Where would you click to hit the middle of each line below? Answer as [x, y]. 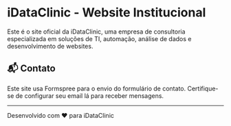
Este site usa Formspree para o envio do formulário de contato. [97, 88]
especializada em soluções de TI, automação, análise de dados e [99, 38]
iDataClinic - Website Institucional [107, 13]
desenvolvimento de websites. [50, 46]
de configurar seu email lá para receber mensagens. [89, 96]
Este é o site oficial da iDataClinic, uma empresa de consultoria [96, 32]
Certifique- [203, 88]
